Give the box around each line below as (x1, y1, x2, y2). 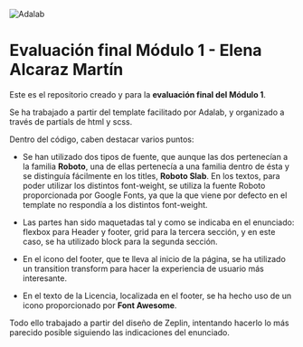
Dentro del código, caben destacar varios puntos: (9, 134, 194, 145)
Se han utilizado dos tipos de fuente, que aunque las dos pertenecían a (22, 151, 289, 162)
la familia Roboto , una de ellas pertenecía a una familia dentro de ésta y (22, 161, 289, 172)
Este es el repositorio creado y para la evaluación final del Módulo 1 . (9, 89, 267, 99)
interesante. (22, 272, 68, 284)
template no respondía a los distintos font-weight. (22, 199, 208, 210)
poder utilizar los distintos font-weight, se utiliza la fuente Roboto (22, 180, 266, 191)
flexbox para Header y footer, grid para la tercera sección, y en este (22, 226, 276, 237)
